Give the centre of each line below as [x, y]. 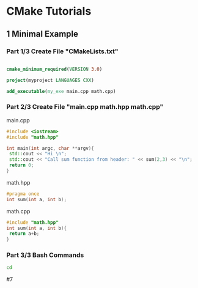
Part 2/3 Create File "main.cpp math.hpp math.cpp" [85, 107]
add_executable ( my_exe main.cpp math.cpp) [61, 91]
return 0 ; [21, 165]
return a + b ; [24, 234]
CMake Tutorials [49, 11]
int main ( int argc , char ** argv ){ [50, 148]
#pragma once [23, 194]
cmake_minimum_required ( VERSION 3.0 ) [54, 69]
